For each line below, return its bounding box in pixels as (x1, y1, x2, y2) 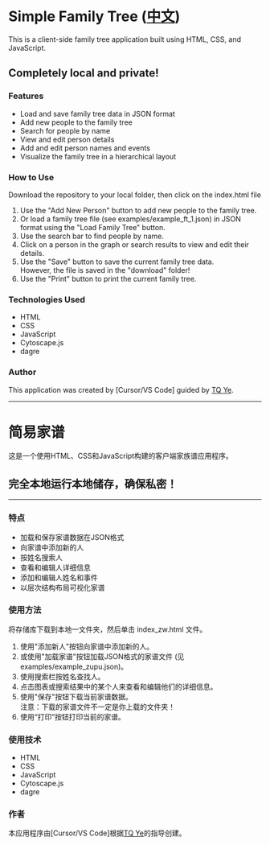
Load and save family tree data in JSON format (19, 109, 175, 118)
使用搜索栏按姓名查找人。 (19, 671, 105, 681)
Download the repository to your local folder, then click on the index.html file (8, 190, 261, 200)
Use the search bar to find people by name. (19, 231, 165, 241)
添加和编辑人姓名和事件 (19, 572, 98, 582)
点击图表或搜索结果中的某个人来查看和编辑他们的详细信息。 (19, 682, 218, 691)
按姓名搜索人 (19, 552, 63, 562)
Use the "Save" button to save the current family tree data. (19, 257, 215, 266)
